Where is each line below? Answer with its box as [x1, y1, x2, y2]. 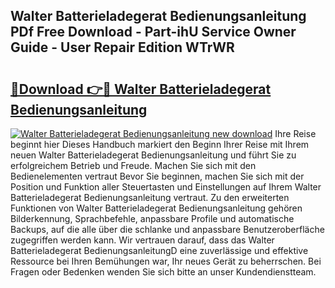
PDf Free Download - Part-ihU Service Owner [10, 24, 297, 41]
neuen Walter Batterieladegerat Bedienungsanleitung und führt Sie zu [10, 149, 297, 161]
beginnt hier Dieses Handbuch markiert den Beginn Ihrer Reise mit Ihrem [10, 139, 310, 150]
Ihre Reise [274, 128, 317, 139]
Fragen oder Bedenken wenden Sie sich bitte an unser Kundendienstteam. [10, 266, 317, 278]
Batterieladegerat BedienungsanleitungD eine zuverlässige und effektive [10, 245, 309, 256]
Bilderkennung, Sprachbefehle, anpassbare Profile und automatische [10, 213, 295, 224]
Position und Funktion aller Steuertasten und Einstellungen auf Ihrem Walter [10, 181, 322, 193]
